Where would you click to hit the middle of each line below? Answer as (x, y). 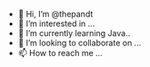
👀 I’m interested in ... (56, 24)
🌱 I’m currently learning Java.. (74, 33)
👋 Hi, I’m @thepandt (55, 14)
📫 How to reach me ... (60, 53)
